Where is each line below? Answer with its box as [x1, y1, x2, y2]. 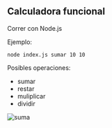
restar [17, 84, 35, 93]
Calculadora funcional [7, 6, 106, 17]
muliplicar [17, 92, 46, 100]
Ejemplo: [7, 38, 33, 46]
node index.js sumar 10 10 [7, 51, 86, 58]
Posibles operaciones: [7, 63, 71, 72]
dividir [17, 99, 36, 108]
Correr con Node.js [7, 24, 63, 32]
